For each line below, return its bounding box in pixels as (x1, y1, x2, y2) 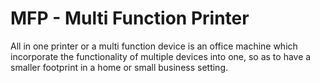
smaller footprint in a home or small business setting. (10, 61, 229, 73)
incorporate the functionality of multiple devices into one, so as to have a (10, 50, 312, 62)
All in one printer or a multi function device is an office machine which (10, 40, 298, 52)
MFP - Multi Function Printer (10, 7, 250, 30)
